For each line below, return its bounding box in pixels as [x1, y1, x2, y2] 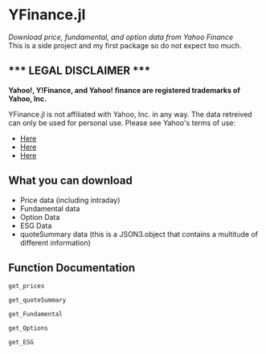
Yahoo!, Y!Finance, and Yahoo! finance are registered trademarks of [8, 85, 241, 95]
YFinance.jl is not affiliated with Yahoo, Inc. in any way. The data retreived [8, 109, 252, 119]
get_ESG [8, 339, 35, 347]
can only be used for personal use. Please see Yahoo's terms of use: [8, 118, 236, 128]
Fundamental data [19, 203, 80, 214]
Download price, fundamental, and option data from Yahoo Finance [8, 32, 234, 42]
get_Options [8, 324, 48, 332]
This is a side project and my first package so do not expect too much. [8, 40, 242, 50]
